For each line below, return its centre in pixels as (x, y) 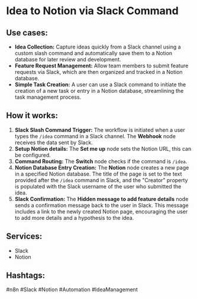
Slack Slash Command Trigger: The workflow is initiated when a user (100, 130)
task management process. (48, 97)
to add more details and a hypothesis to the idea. (74, 217)
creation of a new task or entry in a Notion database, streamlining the (99, 91)
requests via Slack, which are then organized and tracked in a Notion (98, 72)
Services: (24, 237)
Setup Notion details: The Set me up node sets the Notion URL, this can (103, 148)
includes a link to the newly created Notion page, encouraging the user (101, 212)
